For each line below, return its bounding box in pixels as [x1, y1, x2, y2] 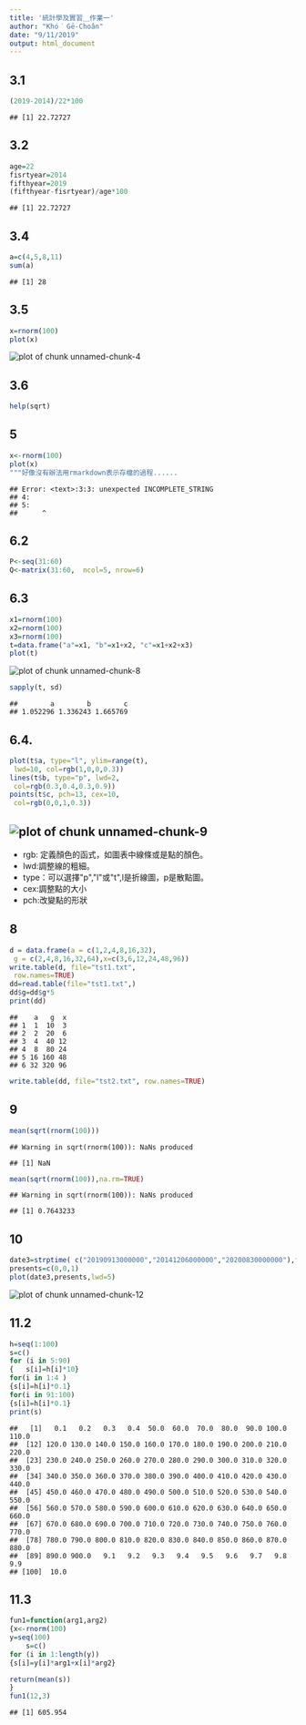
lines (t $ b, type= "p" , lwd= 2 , [9, 773, 120, 782]
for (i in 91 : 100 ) [9, 1390, 76, 1399]
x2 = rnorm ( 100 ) [9, 623, 64, 633]
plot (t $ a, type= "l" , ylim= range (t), [9, 756, 148, 765]
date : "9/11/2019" [9, 30, 79, 39]
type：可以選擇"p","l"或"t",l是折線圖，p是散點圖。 [22, 872, 209, 883]
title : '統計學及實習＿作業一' [9, 13, 115, 23]
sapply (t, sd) [9, 683, 64, 692]
